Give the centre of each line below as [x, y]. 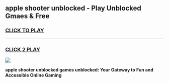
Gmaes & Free [27, 16]
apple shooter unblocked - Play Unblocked [73, 8]
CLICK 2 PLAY [23, 49]
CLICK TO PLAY [25, 31]
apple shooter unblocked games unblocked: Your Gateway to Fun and [79, 69]
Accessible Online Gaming [33, 75]
